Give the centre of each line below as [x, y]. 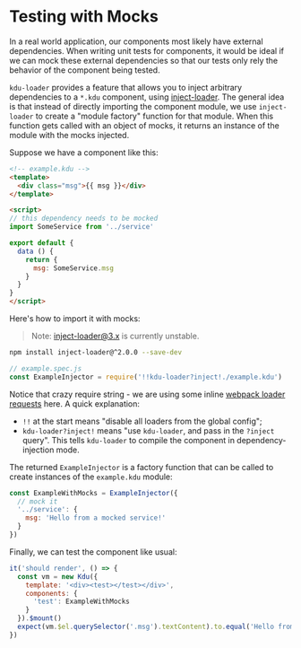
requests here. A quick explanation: [75, 403]
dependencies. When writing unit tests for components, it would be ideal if [147, 50]
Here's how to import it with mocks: [75, 319]
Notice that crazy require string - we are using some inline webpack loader [147, 394]
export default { [42, 243]
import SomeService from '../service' [82, 227]
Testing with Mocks [84, 17]
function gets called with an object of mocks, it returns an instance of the [144, 125]
